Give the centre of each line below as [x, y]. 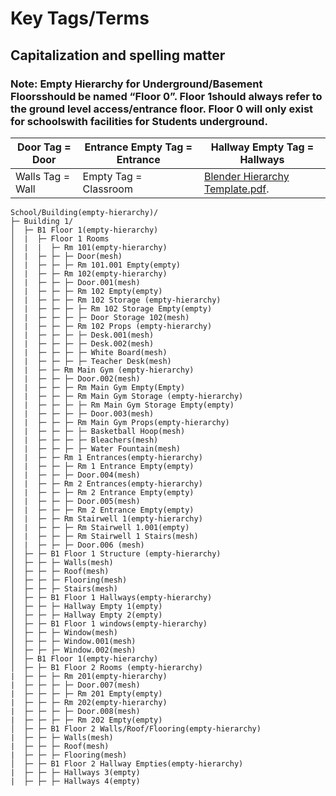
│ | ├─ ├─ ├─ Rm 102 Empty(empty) [86, 291]
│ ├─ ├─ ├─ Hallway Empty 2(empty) [86, 615]
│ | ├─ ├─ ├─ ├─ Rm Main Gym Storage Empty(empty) [122, 405]
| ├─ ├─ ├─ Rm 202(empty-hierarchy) [89, 702]
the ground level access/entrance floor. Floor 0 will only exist [162, 109]
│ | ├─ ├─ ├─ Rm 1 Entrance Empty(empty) [102, 466]
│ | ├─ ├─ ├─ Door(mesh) [66, 256]
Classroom [107, 189]
